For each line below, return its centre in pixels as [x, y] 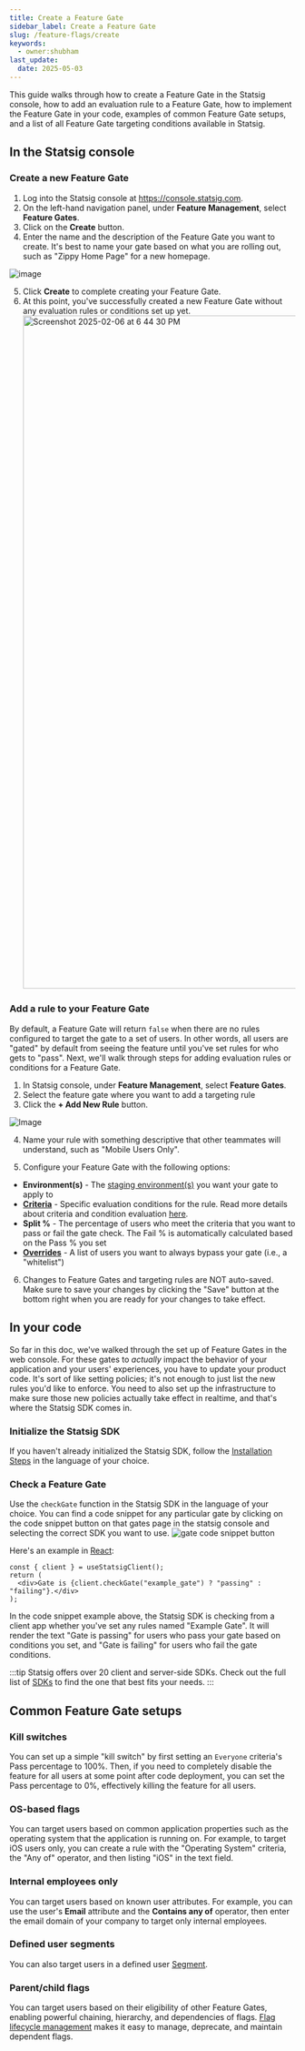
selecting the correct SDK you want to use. [89, 1533]
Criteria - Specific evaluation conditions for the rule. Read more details [155, 1203]
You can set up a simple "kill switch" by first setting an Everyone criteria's [146, 1756]
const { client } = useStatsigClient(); [87, 1568]
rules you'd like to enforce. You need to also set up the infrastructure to [143, 1388]
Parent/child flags [50, 1987]
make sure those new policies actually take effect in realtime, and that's [143, 1397]
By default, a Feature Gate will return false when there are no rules [135, 1029]
